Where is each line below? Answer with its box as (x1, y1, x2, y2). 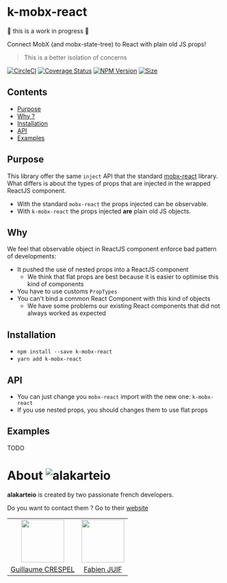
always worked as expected (27, 309, 106, 317)
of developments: (7, 252, 57, 260)
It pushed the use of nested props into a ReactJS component (16, 265, 189, 274)
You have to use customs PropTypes (16, 287, 118, 295)
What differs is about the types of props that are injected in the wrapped (7, 179, 211, 187)
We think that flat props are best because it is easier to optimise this (27, 273, 219, 281)
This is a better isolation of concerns (23, 53, 127, 62)
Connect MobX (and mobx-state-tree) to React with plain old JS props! (7, 40, 206, 48)
